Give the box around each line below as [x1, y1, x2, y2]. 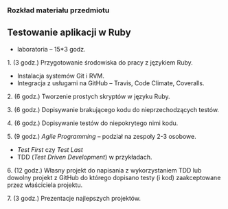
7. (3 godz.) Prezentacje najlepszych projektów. [7, 194, 141, 202]
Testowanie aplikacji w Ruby [7, 27, 132, 38]
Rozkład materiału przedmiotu [7, 5, 110, 15]
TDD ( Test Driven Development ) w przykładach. [16, 153, 152, 161]
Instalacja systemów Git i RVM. [16, 71, 105, 80]
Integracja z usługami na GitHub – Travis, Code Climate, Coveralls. [16, 78, 205, 87]
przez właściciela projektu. [7, 181, 83, 189]
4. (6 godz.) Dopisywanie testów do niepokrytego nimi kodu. [7, 119, 179, 127]
